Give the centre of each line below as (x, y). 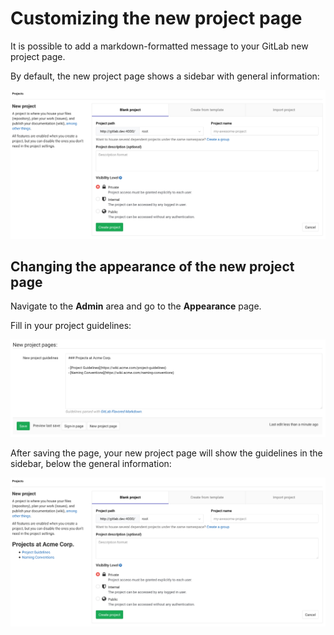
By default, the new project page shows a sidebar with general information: (165, 76)
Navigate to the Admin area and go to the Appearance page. (136, 306)
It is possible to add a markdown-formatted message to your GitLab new (159, 46)
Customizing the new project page (156, 18)
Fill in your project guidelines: (71, 326)
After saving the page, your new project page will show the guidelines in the (166, 453)
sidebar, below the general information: (91, 464)
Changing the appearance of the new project (152, 267)
